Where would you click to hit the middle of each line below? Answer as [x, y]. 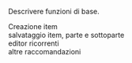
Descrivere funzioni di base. [54, 11]
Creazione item [33, 26]
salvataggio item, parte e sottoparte [66, 35]
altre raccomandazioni [45, 52]
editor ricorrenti [34, 43]
